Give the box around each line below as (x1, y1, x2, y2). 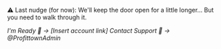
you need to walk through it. (7, 13, 87, 21)
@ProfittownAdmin (7, 34, 61, 42)
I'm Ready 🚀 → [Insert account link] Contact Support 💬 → (7, 27, 171, 35)
